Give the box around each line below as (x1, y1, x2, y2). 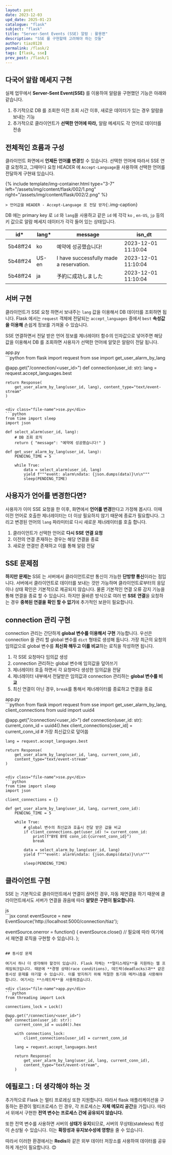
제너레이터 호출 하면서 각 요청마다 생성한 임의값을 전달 (12, 667, 121, 673)
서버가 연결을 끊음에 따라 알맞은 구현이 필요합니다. (35, 897, 135, 903)
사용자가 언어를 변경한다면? (5, 491, 87, 500)
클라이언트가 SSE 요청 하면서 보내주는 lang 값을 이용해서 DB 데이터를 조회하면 (5, 309, 162, 315)
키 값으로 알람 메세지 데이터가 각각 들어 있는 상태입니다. (5, 218, 116, 225)
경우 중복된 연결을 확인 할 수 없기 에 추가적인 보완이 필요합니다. (10, 599, 134, 605)
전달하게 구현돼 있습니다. (5, 170, 55, 176)
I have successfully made (56, 254, 118, 262)
